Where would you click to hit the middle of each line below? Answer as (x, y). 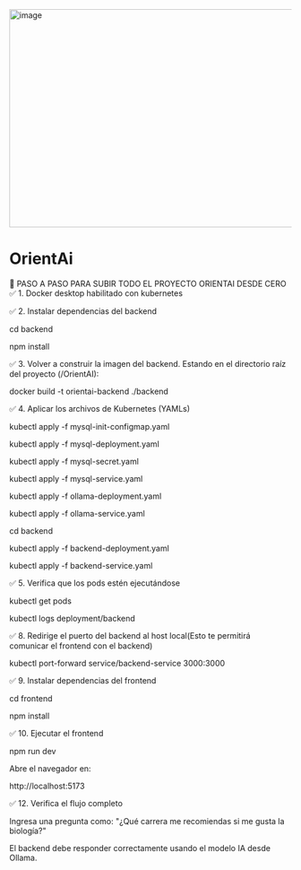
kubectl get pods (40, 601)
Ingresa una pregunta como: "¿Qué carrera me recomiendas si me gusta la (147, 821)
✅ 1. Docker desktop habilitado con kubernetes (96, 293)
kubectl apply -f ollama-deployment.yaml (86, 496)
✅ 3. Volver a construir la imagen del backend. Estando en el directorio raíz (148, 363)
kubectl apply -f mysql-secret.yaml (74, 461)
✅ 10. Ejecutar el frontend (56, 733)
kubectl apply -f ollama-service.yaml (77, 513)
